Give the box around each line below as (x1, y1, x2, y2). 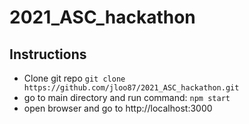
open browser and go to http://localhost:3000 (23, 102, 213, 114)
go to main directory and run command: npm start (23, 92, 231, 103)
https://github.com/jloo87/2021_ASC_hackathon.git (23, 83, 240, 93)
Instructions (9, 46, 87, 63)
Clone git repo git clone (23, 72, 126, 84)
